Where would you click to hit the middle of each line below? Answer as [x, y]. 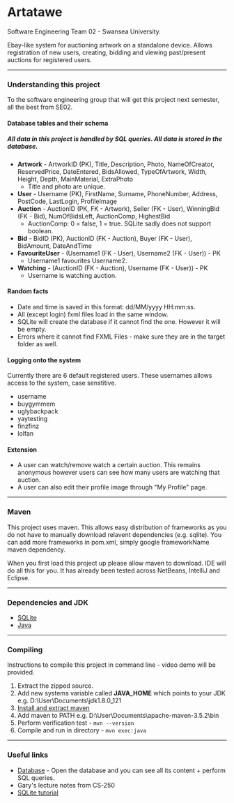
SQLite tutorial [38, 793]
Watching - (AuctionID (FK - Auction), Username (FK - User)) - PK [112, 268]
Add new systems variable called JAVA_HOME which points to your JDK [122, 693]
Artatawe [35, 12]
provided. [21, 672]
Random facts [28, 291]
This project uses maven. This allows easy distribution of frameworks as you [117, 527]
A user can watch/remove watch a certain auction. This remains [109, 465]
